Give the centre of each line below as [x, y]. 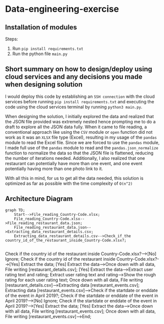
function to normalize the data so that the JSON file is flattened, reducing [79, 153]
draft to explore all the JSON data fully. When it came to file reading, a [76, 127]
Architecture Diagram [39, 199]
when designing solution [44, 85]
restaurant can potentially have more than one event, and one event [74, 163]
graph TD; [15, 210]
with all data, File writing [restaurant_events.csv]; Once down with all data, [81, 311]
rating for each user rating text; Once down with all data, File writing [74, 280]
